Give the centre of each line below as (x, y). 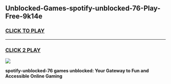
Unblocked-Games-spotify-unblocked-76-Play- (83, 8)
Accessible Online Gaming (34, 76)
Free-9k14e (24, 17)
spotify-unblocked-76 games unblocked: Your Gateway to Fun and (77, 70)
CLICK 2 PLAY (23, 50)
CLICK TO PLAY (25, 31)
